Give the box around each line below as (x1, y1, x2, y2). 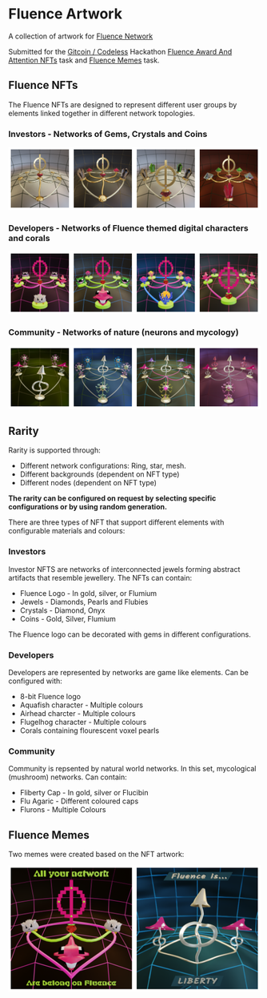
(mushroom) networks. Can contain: (8, 772, 127, 782)
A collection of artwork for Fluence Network (8, 31, 153, 41)
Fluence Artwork (8, 5, 122, 23)
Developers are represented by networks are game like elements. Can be (8, 668, 249, 678)
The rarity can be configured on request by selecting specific (8, 493, 217, 503)
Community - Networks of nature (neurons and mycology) (8, 327, 239, 338)
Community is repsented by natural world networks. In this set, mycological (8, 764, 257, 774)
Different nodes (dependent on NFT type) (19, 478, 157, 488)
